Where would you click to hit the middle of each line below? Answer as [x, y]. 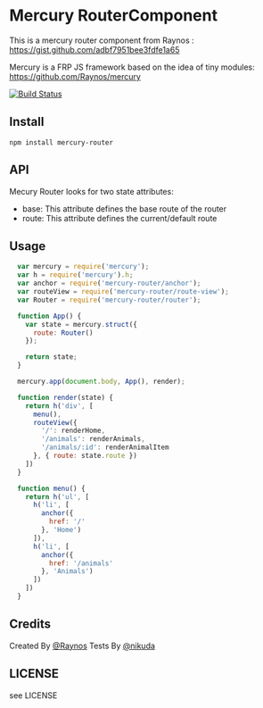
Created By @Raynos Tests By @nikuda [82, 646]
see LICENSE [33, 695]
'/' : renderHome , [73, 431]
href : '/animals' [81, 563]
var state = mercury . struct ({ [82, 324]
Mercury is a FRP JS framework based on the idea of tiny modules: [132, 67]
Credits [30, 625]
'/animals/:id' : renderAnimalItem [105, 447]
